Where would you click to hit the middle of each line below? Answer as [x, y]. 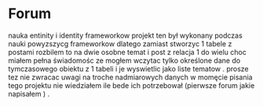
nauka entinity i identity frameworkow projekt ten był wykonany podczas [126, 35]
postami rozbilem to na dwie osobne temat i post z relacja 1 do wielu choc [128, 52]
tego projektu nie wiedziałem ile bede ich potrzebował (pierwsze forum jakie [131, 85]
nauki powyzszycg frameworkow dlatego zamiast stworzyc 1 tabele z [120, 43]
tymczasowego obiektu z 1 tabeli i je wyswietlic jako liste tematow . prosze [128, 68]
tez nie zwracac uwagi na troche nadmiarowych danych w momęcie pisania [130, 77]
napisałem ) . [29, 93]
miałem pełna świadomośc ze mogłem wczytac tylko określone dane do [124, 60]
